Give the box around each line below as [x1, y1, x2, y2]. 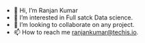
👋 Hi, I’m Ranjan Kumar [13, 7, 79, 14]
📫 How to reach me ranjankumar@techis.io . [13, 28, 139, 36]
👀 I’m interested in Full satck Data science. [13, 13, 133, 21]
